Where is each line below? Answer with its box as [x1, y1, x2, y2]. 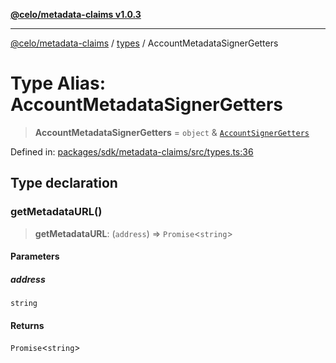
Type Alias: [10, 72, 107, 95]
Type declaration [10, 175, 118, 192]
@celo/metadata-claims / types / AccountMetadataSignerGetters [10, 37, 279, 49]
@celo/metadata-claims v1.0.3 [10, 9, 142, 20]
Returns [10, 319, 45, 331]
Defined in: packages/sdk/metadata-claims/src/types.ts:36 [10, 145, 254, 158]
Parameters [10, 250, 60, 263]
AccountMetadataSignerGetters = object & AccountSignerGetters [34, 126, 310, 138]
